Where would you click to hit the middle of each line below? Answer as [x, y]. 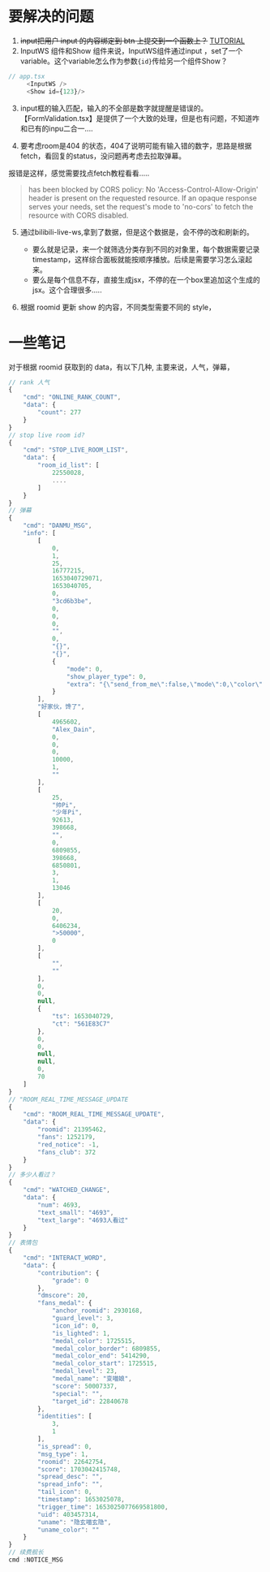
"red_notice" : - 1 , [69, 1144]
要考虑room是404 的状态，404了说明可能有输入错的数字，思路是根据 [136, 145]
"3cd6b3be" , [72, 601]
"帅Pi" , [64, 805]
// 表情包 [23, 1243]
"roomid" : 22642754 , [72, 1462]
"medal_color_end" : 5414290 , [101, 1356]
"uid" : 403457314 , [69, 1514]
